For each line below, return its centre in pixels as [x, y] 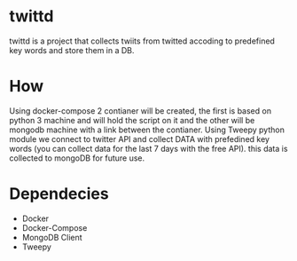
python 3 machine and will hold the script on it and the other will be [132, 120]
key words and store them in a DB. [72, 50]
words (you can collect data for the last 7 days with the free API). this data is [148, 148]
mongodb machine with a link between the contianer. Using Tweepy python [147, 130]
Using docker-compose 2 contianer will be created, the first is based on [141, 111]
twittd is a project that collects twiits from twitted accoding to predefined [142, 41]
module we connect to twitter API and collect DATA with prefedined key [140, 138]
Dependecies [59, 194]
